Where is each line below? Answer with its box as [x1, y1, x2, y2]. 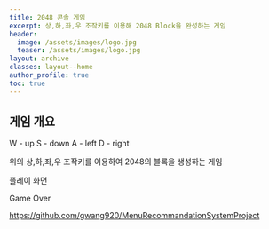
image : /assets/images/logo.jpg [17, 37, 138, 47]
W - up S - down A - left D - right [9, 138, 130, 149]
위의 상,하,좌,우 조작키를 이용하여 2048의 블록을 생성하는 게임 [9, 156, 223, 167]
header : [9, 29, 38, 38]
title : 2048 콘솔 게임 [9, 12, 86, 22]
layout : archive [9, 54, 69, 63]
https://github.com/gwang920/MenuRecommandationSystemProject [9, 210, 260, 221]
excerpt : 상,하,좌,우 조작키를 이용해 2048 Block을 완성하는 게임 [9, 21, 226, 30]
